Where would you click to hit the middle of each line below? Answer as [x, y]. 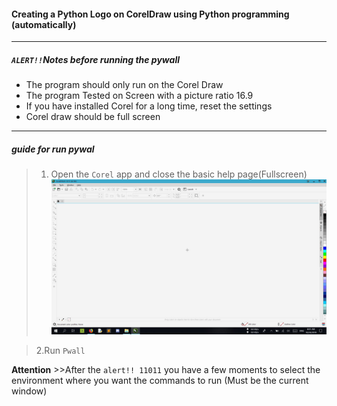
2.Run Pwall [60, 350]
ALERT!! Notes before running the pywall [95, 59]
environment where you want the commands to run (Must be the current [160, 380]
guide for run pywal [53, 149]
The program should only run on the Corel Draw [124, 85]
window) [29, 391]
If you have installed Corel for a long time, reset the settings [149, 106]
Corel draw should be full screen [93, 117]
